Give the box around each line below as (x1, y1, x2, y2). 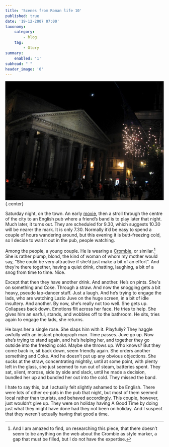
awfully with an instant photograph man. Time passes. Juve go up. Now (5, 331, 154, 337)
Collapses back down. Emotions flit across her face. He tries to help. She (5, 306, 156, 312)
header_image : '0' (5, 66, 44, 71)
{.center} (5, 201, 24, 207)
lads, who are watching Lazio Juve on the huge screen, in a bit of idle (5, 295, 149, 301)
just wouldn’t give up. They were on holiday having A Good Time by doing (5, 400, 158, 406)
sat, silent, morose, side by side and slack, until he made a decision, (5, 369, 146, 375)
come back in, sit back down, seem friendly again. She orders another (5, 347, 151, 353)
